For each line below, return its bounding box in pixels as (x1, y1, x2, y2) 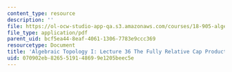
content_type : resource (7, 10, 76, 17)
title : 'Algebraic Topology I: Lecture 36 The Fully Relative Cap (7, 49, 202, 56)
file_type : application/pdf (7, 29, 88, 36)
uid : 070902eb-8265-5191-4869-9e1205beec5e (7, 55, 135, 62)
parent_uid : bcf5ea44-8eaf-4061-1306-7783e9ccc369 (7, 36, 156, 43)
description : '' (7, 16, 54, 23)
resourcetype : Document (7, 42, 76, 49)
